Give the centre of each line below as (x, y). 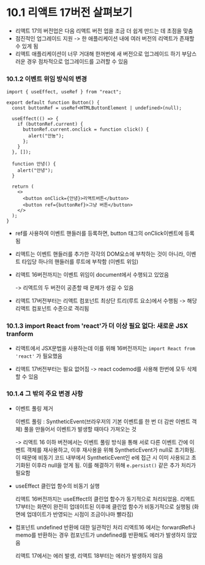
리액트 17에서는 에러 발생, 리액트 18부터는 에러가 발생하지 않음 (89, 555)
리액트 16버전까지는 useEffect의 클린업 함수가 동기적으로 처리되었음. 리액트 (105, 499)
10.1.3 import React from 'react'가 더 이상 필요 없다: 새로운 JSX (97, 326)
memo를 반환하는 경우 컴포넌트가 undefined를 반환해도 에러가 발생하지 (100, 535)
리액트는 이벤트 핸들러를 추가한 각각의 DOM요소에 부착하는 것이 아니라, (100, 254)
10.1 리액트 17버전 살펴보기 (69, 13)
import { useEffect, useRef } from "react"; (64, 92)
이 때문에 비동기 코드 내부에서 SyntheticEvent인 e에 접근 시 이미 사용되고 (102, 457)
